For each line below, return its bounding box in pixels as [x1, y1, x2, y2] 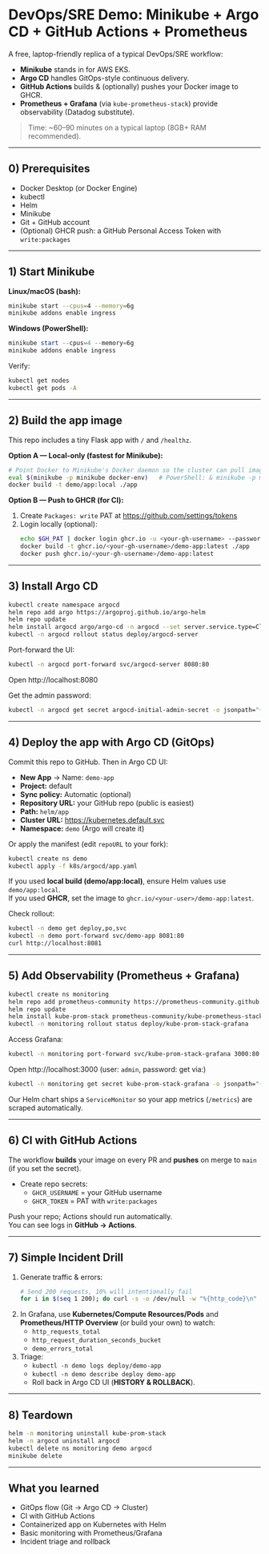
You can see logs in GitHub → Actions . [8, 1220, 138, 1230]
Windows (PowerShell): [8, 324, 89, 333]
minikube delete [8, 1451, 62, 1459]
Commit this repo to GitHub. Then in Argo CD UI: [8, 757, 168, 767]
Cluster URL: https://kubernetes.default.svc [19, 815, 166, 824]
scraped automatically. [8, 1103, 83, 1113]
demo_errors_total [31, 1345, 94, 1353]
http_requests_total [31, 1328, 101, 1336]
